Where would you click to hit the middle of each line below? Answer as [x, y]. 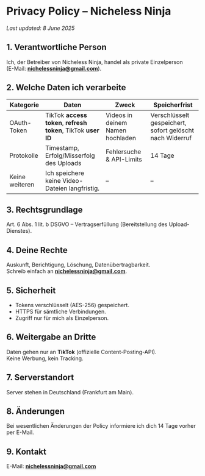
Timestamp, [62, 147]
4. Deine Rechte [37, 250]
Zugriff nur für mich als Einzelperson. [62, 318]
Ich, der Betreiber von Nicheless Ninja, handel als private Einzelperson [95, 62]
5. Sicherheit [31, 290]
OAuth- [20, 123]
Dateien [56, 188]
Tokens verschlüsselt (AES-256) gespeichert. [72, 305]
